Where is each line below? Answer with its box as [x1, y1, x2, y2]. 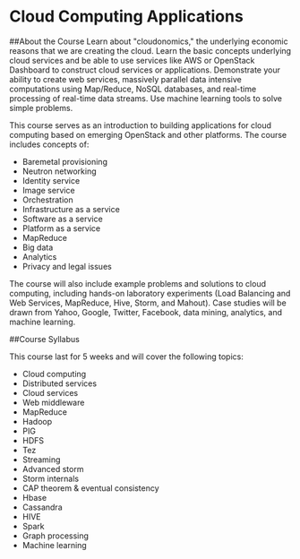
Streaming [21, 454, 61, 465]
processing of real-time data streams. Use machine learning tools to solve [9, 92, 282, 104]
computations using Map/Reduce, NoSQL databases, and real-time [9, 83, 257, 94]
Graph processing [21, 530, 90, 541]
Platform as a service [21, 222, 101, 234]
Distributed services [21, 378, 97, 389]
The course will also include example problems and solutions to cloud [9, 278, 267, 288]
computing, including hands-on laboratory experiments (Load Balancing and [9, 288, 291, 298]
